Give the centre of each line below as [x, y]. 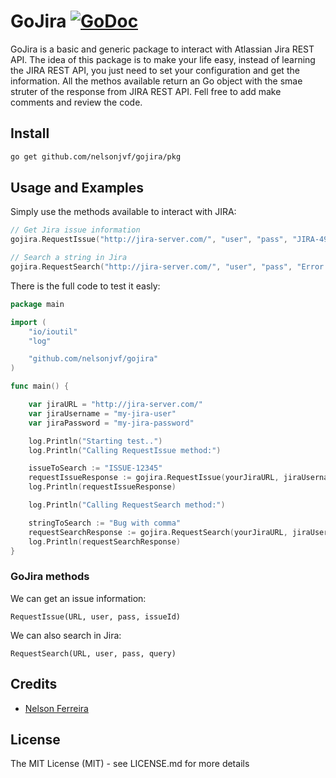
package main [37, 304]
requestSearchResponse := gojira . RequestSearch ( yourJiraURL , [158, 532]
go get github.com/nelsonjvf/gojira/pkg [96, 156]
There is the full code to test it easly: [85, 286]
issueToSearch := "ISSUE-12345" [95, 468]
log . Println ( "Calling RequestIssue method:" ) [125, 450]
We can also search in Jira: [66, 635]
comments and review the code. [76, 102]
